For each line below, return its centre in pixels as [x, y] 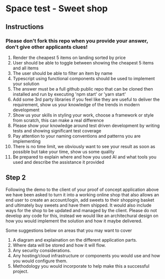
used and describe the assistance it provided [58, 162]
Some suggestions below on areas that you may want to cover [69, 230]
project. [20, 271]
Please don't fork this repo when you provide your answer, [77, 41]
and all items [26, 68]
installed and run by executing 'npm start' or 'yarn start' [69, 94]
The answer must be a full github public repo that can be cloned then [83, 89]
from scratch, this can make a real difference [58, 120]
